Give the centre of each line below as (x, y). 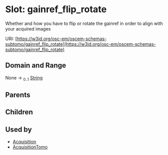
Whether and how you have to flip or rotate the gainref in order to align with (84, 23)
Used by (19, 129)
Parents (18, 95)
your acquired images (28, 28)
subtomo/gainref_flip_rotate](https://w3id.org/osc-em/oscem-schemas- (81, 44)
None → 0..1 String (24, 78)
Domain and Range (36, 65)
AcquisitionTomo (30, 147)
